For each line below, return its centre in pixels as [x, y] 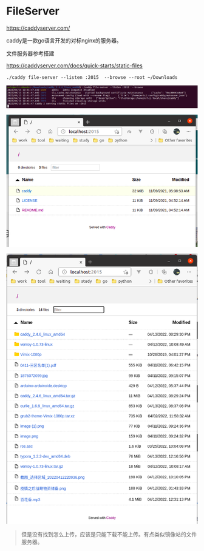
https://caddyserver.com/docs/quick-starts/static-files [74, 66]
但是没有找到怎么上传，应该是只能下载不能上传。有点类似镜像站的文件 [109, 535]
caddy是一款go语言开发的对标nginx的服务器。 [64, 40]
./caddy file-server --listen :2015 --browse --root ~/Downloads [92, 77]
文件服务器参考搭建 [30, 53]
